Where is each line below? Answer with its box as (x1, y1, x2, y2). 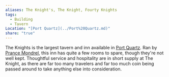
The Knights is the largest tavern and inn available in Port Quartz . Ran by (5, 45, 157, 50)
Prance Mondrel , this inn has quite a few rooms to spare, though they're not (5, 50, 164, 56)
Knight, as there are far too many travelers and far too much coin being (5, 61, 154, 66)
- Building (10, 17, 33, 22)
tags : (5, 12, 17, 17)
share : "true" (5, 31, 36, 36)
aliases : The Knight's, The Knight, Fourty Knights (5, 7, 117, 13)
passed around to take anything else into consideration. (5, 66, 122, 72)
